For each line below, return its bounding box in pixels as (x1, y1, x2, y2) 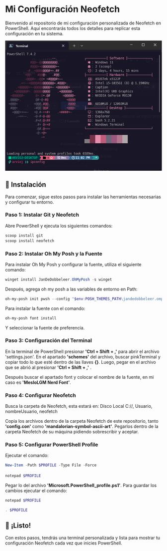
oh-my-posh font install (5, 315, 57, 320)
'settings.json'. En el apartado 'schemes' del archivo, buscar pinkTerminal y (5, 353, 161, 360)
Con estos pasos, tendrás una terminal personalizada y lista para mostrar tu (5, 535, 161, 541)
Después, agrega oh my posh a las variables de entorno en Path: (5, 286, 138, 292)
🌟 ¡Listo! (5, 522, 31, 530)
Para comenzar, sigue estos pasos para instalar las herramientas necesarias (5, 194, 162, 200)
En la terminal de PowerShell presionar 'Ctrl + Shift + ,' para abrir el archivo (5, 348, 160, 354)
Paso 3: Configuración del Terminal (5, 337, 92, 344)
